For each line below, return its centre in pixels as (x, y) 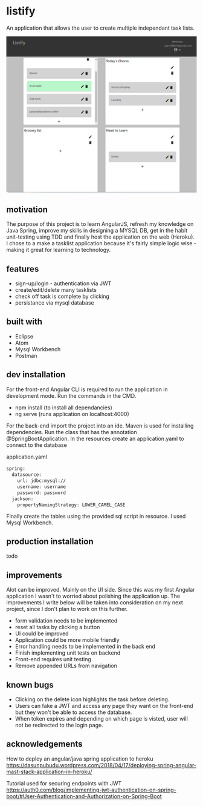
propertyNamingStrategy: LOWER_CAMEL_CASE (71, 505)
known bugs (30, 685)
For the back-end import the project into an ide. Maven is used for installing (100, 426)
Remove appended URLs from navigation (66, 666)
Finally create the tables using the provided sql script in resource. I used (96, 516)
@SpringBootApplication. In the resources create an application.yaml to (95, 438)
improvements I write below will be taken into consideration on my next (95, 603)
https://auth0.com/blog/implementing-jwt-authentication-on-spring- (91, 790)
